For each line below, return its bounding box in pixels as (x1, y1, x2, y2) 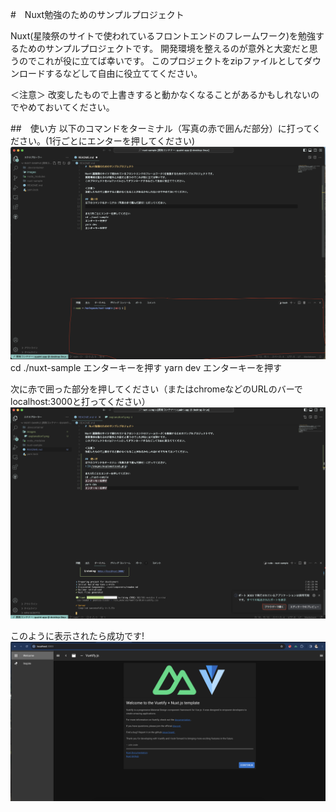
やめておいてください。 (18, 101, 115, 113)
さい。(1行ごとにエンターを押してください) (18, 135, 196, 147)
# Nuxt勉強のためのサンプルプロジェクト (10, 9, 185, 20)
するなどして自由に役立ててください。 (44, 68, 203, 79)
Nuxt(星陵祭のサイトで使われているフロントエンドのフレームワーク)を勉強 (10, 30, 316, 42)
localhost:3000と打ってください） (10, 396, 151, 408)
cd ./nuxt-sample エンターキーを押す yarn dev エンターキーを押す (10, 362, 282, 374)
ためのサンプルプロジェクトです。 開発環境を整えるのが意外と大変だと (18, 43, 310, 54)
